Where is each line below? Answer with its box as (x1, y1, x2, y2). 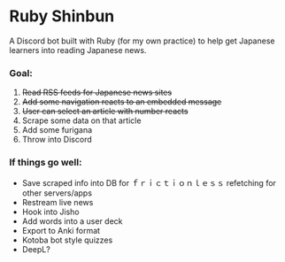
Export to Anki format (21, 225, 100, 235)
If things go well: (9, 157, 82, 169)
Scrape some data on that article (21, 115, 142, 126)
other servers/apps (21, 188, 93, 198)
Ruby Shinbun (9, 6, 115, 27)
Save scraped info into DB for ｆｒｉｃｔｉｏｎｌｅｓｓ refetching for (21, 177, 277, 188)
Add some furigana (21, 125, 93, 135)
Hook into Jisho (21, 206, 80, 217)
